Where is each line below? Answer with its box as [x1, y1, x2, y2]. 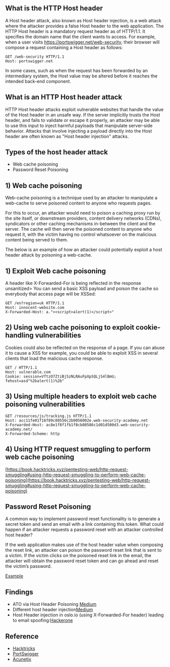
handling [5, 331, 34, 340]
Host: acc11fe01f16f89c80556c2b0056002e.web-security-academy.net [5, 418, 148, 423]
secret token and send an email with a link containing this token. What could [5, 521, 164, 527]
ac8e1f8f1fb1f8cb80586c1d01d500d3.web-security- [46, 422, 151, 427]
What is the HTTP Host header [5, 4, 103, 13]
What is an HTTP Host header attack [5, 93, 122, 102]
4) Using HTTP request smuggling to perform [5, 445, 151, 453]
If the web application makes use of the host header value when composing [5, 541, 163, 548]
